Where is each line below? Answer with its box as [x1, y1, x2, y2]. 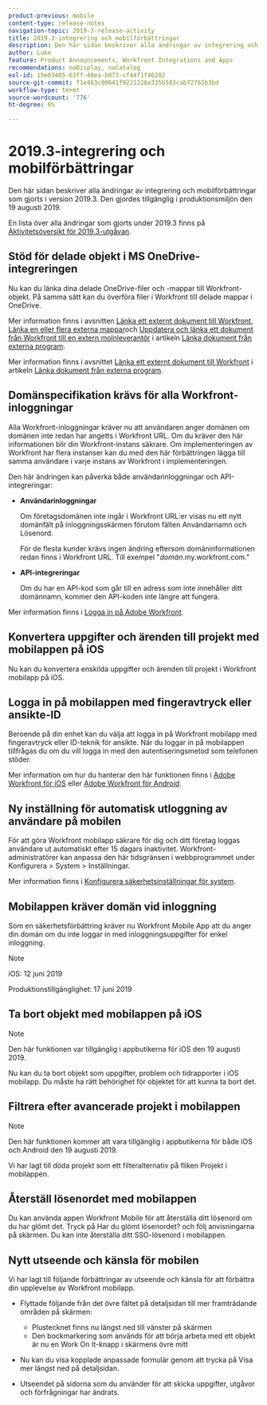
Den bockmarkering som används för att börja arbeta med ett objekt [31, 1331, 256, 1341]
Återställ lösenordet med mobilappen [8, 1192, 197, 1205]
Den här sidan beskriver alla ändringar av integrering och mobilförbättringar [8, 185, 257, 196]
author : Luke [8, 49, 52, 57]
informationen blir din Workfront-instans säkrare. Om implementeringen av [8, 439, 253, 448]
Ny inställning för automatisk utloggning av [8, 802, 228, 815]
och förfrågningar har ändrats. [19, 1387, 120, 1397]
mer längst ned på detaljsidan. [19, 1363, 120, 1373]
